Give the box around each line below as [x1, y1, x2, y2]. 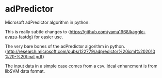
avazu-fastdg [5, 34, 32, 40]
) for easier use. [31, 34, 63, 40]
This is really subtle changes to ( [5, 29, 70, 34]
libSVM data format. [5, 68, 45, 74]
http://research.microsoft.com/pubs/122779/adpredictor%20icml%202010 [6, 48, 156, 54]
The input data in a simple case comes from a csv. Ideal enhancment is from [5, 63, 158, 69]
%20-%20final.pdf [5, 53, 43, 59]
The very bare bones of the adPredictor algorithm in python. [5, 43, 125, 49]
